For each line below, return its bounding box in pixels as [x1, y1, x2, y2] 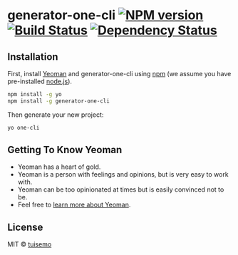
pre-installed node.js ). [7, 77, 73, 85]
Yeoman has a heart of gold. [17, 162, 101, 171]
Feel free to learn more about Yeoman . [17, 200, 131, 209]
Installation [7, 51, 58, 63]
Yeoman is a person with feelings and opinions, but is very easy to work [17, 170, 229, 179]
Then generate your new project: [7, 110, 104, 119]
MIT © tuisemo [7, 240, 52, 249]
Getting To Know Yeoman [7, 144, 123, 156]
